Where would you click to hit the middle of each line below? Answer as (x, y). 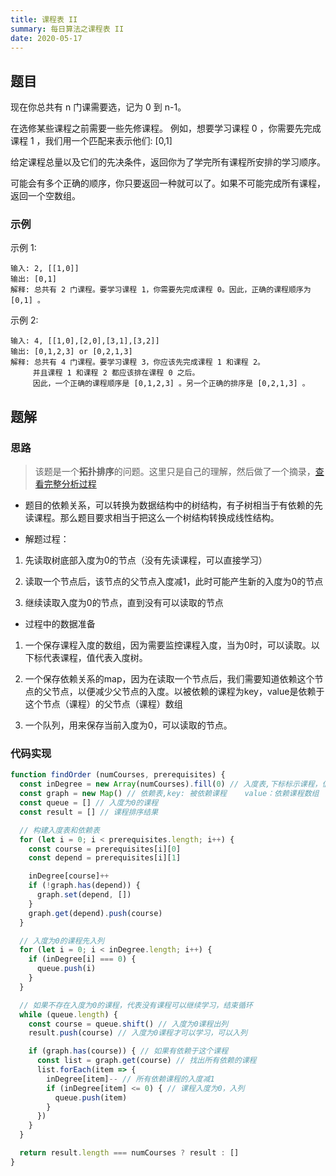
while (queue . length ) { (68, 1014)
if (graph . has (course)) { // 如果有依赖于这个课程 (128, 1051)
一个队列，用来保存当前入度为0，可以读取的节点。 (128, 725)
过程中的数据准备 (60, 624)
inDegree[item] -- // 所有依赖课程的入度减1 (130, 1079)
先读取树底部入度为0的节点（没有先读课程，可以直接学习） (146, 560)
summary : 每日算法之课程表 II (67, 29)
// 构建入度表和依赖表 (59, 830)
